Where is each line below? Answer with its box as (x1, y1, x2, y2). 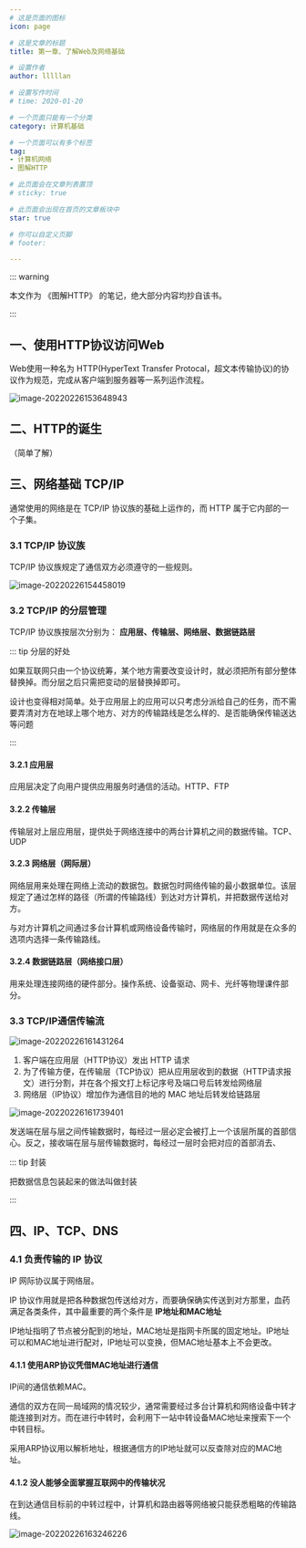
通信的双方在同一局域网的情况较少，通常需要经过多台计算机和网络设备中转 (9, 1401, 289, 1412)
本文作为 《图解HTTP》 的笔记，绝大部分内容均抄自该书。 (9, 290, 228, 301)
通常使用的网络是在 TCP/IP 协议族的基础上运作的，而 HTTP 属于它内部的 (9, 503, 281, 514)
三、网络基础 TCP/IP (9, 476, 125, 493)
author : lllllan (9, 72, 71, 81)
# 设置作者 (9, 63, 46, 73)
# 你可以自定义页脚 (9, 230, 73, 239)
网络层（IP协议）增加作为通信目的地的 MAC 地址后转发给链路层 (22, 1089, 261, 1100)
